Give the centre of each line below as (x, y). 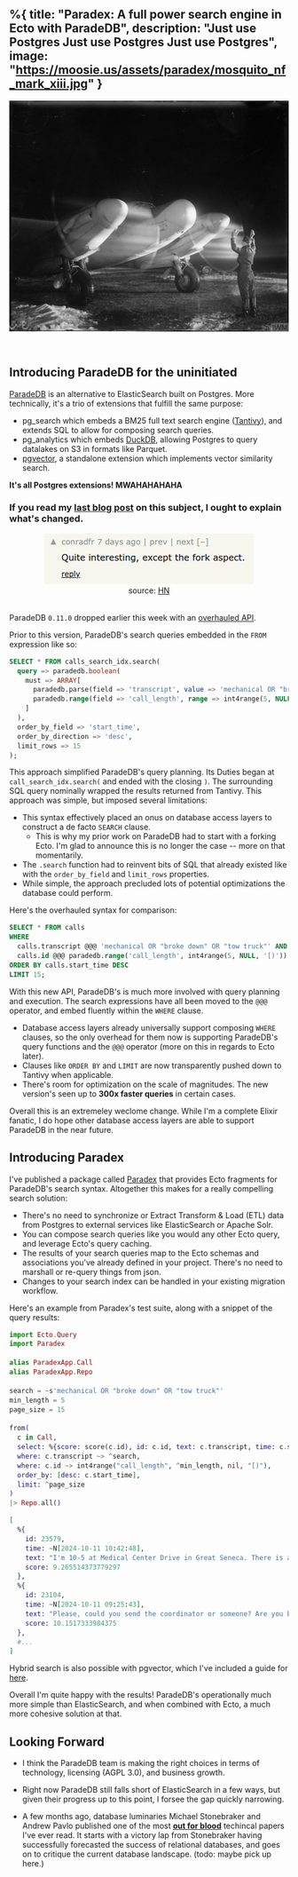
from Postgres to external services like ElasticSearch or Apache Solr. (147, 1224)
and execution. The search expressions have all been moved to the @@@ (138, 1001)
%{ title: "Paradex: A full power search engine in (145, 15)
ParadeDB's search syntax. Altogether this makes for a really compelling (141, 1188)
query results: (35, 1317)
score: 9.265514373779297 (73, 1567)
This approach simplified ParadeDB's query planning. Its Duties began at (142, 772)
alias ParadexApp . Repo (51, 1372)
